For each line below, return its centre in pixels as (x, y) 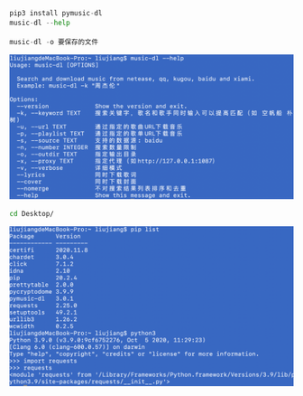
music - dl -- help (40, 23)
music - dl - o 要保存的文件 (54, 42)
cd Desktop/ (32, 214)
